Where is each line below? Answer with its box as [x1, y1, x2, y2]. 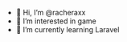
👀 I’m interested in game [15, 16, 96, 26]
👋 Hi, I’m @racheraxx [15, 8, 86, 17]
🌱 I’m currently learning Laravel [15, 25, 120, 34]
